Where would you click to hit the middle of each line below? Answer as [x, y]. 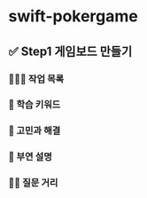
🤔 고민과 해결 [35, 131]
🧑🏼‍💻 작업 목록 [36, 79]
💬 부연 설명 [30, 157]
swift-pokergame [73, 16]
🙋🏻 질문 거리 [33, 183]
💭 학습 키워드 [35, 105]
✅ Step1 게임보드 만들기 [70, 51]
